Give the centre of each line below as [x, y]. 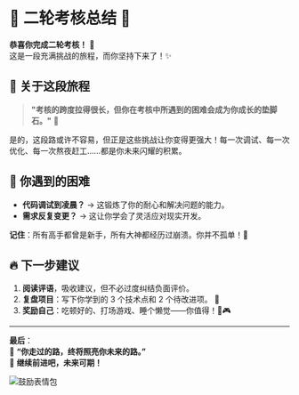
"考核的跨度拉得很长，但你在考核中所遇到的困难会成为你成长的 [146, 109]
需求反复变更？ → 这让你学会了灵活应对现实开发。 [114, 215]
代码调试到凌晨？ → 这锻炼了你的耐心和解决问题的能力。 [125, 205]
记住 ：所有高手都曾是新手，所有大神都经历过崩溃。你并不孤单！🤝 [129, 234]
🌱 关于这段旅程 [50, 87]
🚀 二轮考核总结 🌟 [70, 18]
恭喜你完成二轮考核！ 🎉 [52, 44]
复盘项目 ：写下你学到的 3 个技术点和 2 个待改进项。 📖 [121, 300]
